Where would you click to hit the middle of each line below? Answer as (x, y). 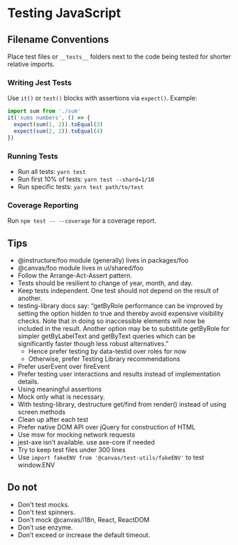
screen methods (42, 412)
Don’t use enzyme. (45, 527)
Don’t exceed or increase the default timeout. (84, 535)
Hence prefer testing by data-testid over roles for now (107, 352)
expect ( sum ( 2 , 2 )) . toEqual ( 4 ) (58, 131)
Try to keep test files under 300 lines (71, 450)
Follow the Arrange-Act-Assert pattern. (75, 275)
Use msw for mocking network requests (76, 435)
